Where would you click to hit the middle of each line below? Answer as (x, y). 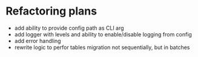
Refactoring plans (51, 11)
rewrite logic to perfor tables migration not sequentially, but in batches (102, 47)
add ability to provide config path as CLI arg (69, 28)
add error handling (38, 41)
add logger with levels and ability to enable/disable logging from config (103, 34)
